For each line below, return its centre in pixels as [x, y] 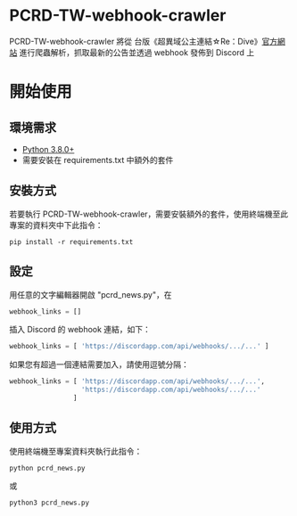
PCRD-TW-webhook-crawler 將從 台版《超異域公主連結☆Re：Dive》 [136, 41]
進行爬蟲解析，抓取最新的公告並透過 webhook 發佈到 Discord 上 [137, 52]
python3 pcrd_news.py [49, 503]
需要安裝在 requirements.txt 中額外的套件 [98, 160]
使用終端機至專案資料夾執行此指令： [76, 451]
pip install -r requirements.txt [71, 242]
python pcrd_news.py [48, 468]
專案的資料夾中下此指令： [56, 225]
